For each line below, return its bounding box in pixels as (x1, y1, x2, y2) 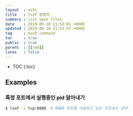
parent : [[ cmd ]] (5, 45, 44, 50)
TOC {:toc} (12, 64, 35, 70)
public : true (5, 40, 37, 45)
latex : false (5, 49, 39, 54)
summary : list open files (5, 17, 62, 22)
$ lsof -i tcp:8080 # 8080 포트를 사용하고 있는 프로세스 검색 (5, 106, 128, 111)
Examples (5, 78, 37, 86)
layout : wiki (5, 7, 37, 13)
